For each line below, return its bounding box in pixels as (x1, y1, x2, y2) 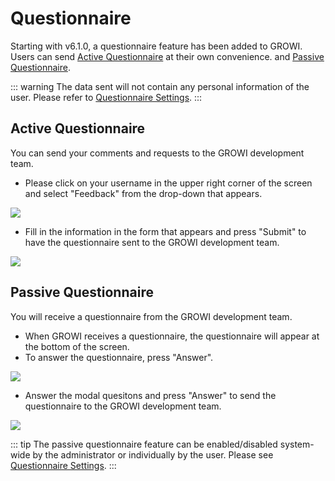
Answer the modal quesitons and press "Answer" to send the (24, 389, 277, 401)
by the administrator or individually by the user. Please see (32, 448, 274, 461)
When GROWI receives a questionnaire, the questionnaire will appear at (24, 330, 320, 342)
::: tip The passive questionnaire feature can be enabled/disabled (10, 438, 278, 450)
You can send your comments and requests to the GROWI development (10, 147, 305, 159)
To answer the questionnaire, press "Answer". (24, 351, 214, 363)
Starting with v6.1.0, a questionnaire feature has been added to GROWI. (10, 40, 303, 52)
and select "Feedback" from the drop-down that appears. (24, 187, 263, 199)
